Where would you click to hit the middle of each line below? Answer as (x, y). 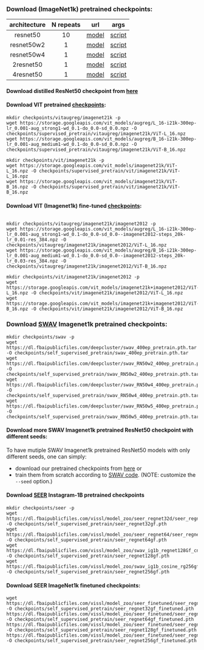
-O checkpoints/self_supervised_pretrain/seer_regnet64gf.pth (87, 540)
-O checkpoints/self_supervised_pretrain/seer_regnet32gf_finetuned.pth (100, 609)
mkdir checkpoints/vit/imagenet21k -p (55, 161)
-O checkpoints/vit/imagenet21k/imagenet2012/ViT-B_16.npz (107, 309)
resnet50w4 (28, 55)
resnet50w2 (28, 45)
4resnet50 (27, 75)
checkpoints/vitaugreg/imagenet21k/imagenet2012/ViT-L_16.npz (87, 245)
